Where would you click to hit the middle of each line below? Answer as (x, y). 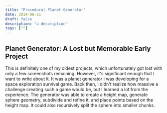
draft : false (19, 19)
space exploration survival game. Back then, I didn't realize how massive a (82, 84)
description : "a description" (37, 24)
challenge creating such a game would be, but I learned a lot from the (77, 89)
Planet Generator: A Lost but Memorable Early (78, 49)
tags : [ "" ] (16, 28)
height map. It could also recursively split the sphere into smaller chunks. (80, 105)
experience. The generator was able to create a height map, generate (77, 95)
